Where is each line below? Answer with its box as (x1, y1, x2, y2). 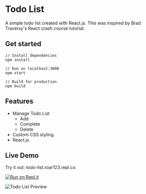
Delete (19, 126, 34, 132)
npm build (5, 83, 26, 88)
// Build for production (5, 79, 57, 84)
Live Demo (5, 151, 39, 160)
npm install (5, 57, 30, 62)
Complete (19, 121, 40, 127)
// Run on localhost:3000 (5, 66, 59, 71)
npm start (5, 70, 26, 75)
